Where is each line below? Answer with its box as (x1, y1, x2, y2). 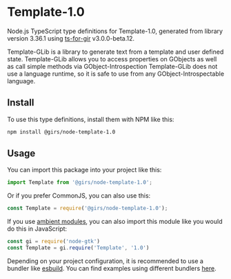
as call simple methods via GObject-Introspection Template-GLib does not (7, 62, 218, 70)
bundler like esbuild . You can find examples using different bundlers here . (7, 264, 217, 272)
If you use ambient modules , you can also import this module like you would (7, 218, 223, 226)
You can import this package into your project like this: (7, 166, 162, 174)
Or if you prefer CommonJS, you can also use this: (7, 192, 151, 200)
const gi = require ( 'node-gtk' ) (7, 238, 100, 245)
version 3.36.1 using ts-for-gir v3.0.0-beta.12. (7, 34, 134, 42)
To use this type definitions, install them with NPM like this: (7, 115, 174, 123)
